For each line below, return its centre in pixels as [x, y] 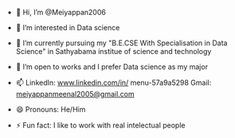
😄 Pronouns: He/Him [51, 109]
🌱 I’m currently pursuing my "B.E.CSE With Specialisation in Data [121, 43]
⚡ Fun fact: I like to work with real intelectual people [100, 125]
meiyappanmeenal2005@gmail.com [75, 94]
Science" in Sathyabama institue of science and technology [114, 51]
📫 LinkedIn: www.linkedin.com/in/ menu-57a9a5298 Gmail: [114, 82]
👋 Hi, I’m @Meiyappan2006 [61, 12]
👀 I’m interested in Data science [68, 27]
